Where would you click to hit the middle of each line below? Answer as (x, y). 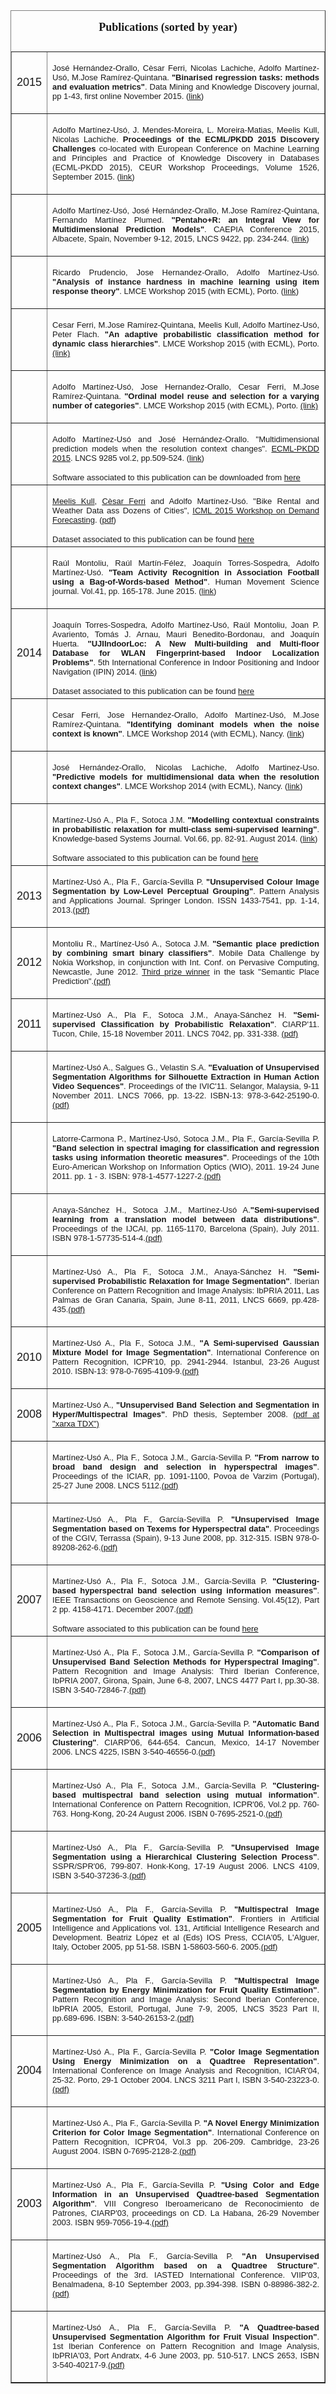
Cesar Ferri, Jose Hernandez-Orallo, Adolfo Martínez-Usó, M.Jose (186, 715)
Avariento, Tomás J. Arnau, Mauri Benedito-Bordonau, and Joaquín (186, 634)
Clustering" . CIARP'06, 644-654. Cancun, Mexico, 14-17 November (186, 1742)
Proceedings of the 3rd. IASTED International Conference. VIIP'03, (186, 2275)
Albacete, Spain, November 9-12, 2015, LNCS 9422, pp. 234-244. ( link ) (181, 239)
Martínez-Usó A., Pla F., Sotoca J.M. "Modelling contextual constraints (186, 820)
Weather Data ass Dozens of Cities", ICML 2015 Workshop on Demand (186, 510)
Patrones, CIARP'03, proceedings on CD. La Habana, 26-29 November (186, 2213)
